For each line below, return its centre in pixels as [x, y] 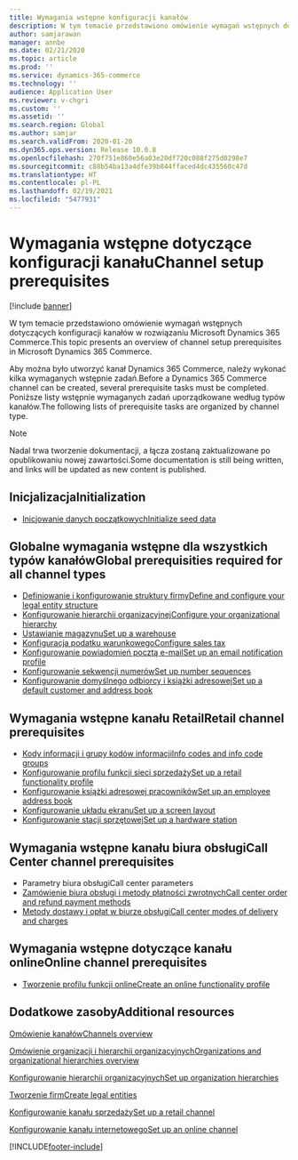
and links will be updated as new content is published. [108, 469]
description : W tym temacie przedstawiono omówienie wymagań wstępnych [144, 26]
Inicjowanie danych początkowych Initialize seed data [119, 519]
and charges [45, 921]
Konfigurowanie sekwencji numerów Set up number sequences [136, 672]
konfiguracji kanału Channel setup [137, 262]
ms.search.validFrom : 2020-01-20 [71, 141]
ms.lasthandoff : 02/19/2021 [61, 191]
